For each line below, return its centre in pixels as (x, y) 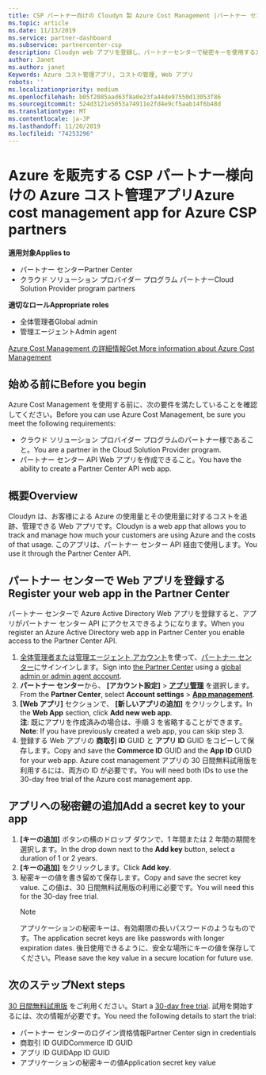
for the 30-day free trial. (59, 896)
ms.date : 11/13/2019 (42, 30)
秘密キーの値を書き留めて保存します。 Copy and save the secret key (130, 877)
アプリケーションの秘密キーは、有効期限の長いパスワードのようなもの (134, 928)
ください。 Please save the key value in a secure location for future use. (136, 957)
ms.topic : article (38, 23)
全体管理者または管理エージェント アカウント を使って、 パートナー (128, 657)
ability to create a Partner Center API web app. (95, 468)
